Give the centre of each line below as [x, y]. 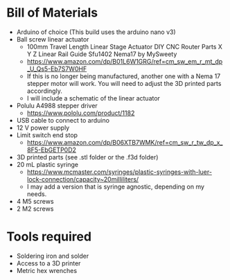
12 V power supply [43, 128]
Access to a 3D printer [48, 263]
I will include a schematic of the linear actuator [94, 98]
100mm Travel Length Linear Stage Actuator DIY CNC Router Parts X [125, 46]
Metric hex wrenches [47, 270]
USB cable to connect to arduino [63, 120]
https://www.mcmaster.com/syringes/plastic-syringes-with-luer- [120, 172]
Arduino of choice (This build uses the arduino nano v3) [96, 32]
